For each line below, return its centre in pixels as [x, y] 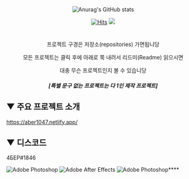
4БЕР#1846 [21, 158]
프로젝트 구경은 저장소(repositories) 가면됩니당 [103, 44]
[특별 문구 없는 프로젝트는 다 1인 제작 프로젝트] [103, 85]
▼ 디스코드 [27, 143]
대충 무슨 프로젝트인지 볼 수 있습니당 [103, 70]
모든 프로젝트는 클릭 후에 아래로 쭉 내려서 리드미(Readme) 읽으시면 [103, 58]
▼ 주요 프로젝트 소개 [43, 107]
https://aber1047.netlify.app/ [42, 122]
